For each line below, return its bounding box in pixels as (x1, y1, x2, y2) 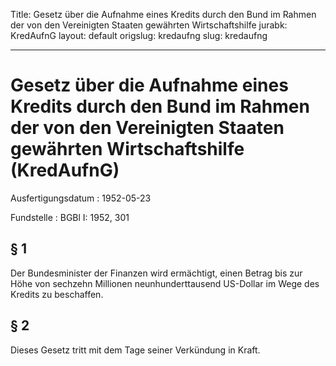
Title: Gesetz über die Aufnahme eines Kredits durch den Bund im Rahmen (10, 9, 317, 20)
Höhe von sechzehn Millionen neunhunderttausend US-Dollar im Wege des (10, 277, 320, 289)
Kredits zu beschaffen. (10, 288, 104, 300)
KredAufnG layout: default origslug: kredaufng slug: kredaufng (10, 30, 268, 41)
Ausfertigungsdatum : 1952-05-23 (10, 192, 152, 204)
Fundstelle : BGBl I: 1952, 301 (10, 211, 130, 223)
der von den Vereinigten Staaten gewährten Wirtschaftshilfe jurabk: (10, 19, 288, 31)
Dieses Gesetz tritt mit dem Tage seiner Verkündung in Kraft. (10, 344, 261, 356)
